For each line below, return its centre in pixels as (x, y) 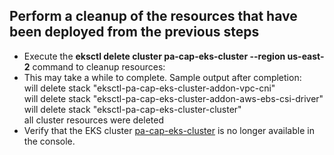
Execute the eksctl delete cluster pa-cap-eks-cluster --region (154, 56)
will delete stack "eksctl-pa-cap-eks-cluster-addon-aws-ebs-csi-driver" (173, 98)
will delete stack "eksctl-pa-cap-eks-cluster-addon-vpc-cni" (149, 88)
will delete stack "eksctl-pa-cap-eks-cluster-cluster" (132, 109)
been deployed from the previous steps (134, 32)
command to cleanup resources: (99, 66)
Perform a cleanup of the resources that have (153, 16)
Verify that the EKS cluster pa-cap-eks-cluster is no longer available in (169, 130)
